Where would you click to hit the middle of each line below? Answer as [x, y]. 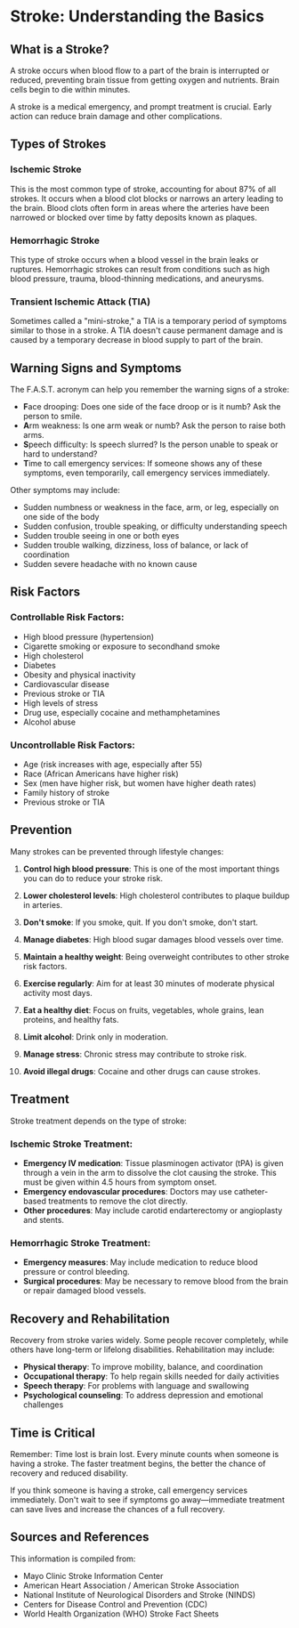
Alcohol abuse [49, 722]
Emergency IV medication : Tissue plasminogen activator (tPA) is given [153, 1163]
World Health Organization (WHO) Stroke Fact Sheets [121, 1614]
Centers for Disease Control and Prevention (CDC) [115, 1604]
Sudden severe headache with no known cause [110, 564]
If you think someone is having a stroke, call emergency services [129, 1490]
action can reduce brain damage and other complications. [116, 116]
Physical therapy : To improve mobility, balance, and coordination [143, 1367]
